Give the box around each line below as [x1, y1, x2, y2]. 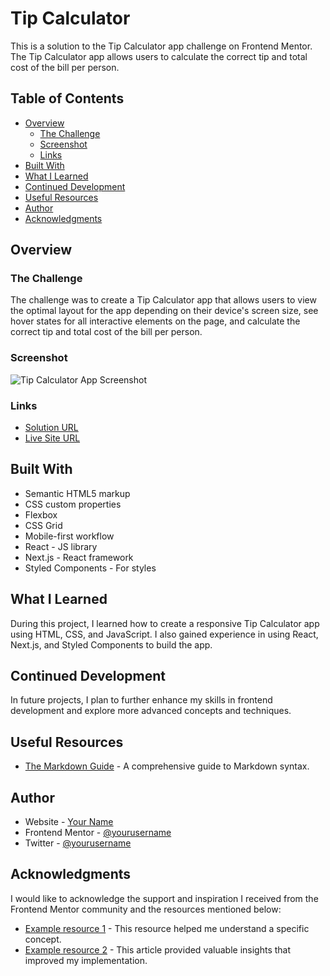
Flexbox [24, 508, 58, 521]
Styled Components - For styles [24, 562, 157, 574]
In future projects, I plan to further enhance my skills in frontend [10, 694, 273, 706]
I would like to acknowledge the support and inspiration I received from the [10, 892, 319, 904]
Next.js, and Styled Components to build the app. [10, 638, 213, 651]
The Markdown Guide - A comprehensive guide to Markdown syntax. [24, 760, 310, 772]
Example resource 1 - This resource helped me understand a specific [24, 922, 310, 934]
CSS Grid [24, 519, 63, 531]
